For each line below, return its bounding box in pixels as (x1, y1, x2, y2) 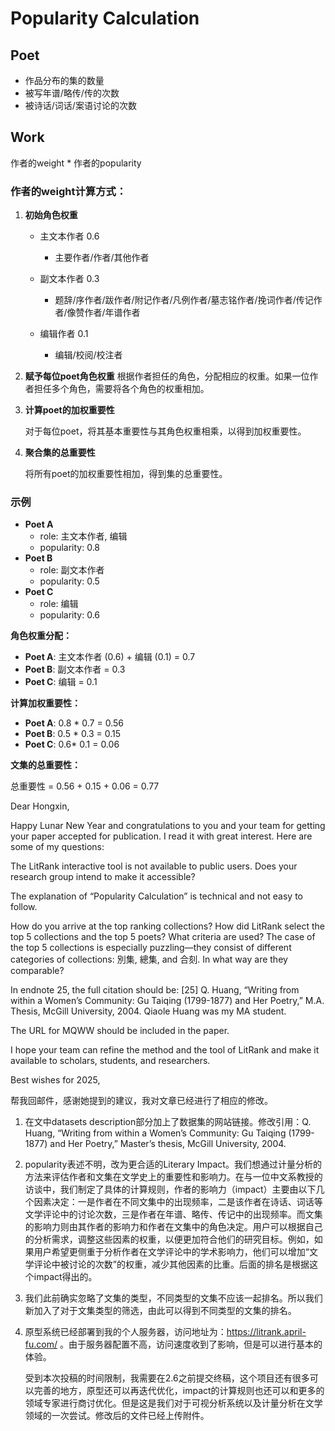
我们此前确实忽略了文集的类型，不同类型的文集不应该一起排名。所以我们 (24, 1292, 323, 1304)
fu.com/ (24, 1338, 58, 1351)
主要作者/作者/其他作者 (54, 252, 150, 264)
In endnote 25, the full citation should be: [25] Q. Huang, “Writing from (10, 984, 300, 996)
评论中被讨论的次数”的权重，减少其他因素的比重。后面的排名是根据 (33, 1258, 310, 1271)
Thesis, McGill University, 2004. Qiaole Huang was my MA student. (10, 1005, 287, 1017)
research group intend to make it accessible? (10, 871, 196, 883)
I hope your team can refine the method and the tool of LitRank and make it (10, 1044, 320, 1056)
